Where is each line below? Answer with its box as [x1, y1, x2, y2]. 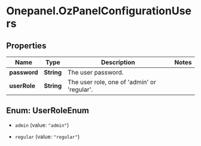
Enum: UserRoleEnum [6, 105, 90, 116]
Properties [6, 41, 47, 51]
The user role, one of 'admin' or [68, 78, 157, 86]
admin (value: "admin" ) [14, 121, 69, 129]
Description [100, 58, 136, 66]
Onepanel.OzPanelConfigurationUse [6, 4, 192, 18]
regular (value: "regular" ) [14, 133, 80, 140]
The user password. [68, 69, 124, 76]
